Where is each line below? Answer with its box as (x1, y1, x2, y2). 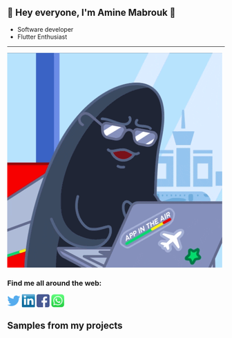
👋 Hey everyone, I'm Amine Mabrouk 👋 (7, 7, 176, 19)
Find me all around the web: (7, 278, 102, 288)
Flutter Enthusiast (17, 32, 68, 41)
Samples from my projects (7, 319, 123, 331)
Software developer (17, 25, 74, 33)
